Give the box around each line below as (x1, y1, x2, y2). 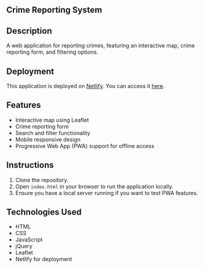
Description (6, 26, 52, 36)
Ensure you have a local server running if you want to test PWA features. (15, 189, 198, 196)
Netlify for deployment (15, 256, 72, 263)
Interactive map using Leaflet (15, 116, 89, 123)
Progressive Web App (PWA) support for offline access (15, 142, 154, 149)
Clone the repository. (15, 176, 69, 183)
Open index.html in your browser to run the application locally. (15, 183, 173, 190)
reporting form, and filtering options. (6, 48, 99, 56)
